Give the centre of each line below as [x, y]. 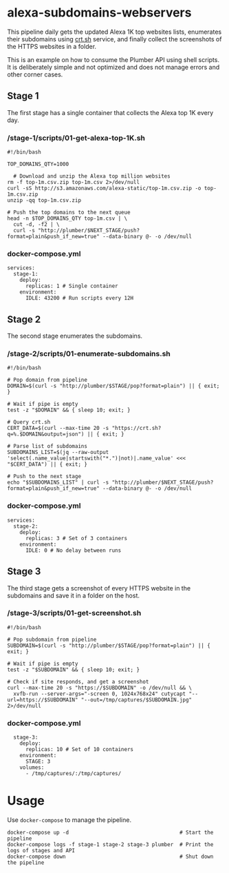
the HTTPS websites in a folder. [52, 46]
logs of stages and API [41, 851]
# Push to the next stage [44, 477]
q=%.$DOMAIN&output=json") [46, 434]
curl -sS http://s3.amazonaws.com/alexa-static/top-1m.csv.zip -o [104, 188]
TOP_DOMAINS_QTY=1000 [38, 164]
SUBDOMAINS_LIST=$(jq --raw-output [58, 453]
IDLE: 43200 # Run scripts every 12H [79, 298]
